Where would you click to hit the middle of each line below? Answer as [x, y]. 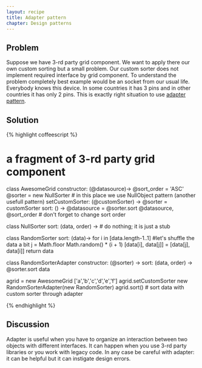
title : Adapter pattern [36, 18]
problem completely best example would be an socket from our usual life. [98, 82]
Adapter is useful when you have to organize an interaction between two [97, 339]
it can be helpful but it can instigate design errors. [69, 358]
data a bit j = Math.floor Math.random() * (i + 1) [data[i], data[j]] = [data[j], [98, 244]
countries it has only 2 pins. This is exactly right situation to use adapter [96, 95]
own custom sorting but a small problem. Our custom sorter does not [93, 69]
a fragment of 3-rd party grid [81, 159]
